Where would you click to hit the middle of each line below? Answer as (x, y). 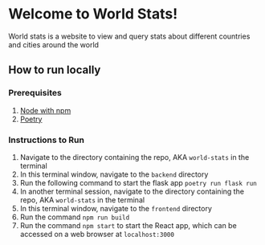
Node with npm (45, 110)
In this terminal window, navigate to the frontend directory (116, 208)
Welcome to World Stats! (93, 14)
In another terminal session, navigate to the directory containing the (132, 191)
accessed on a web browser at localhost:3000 (97, 234)
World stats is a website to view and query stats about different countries (129, 36)
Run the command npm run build (75, 217)
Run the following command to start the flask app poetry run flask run (138, 182)
